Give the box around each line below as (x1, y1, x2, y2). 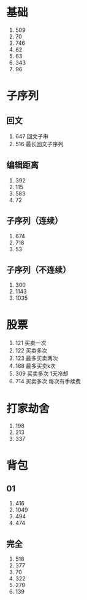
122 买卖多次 (15, 347, 48, 354)
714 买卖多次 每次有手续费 (15, 378, 81, 385)
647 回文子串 (15, 133, 49, 140)
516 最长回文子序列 (15, 140, 64, 147)
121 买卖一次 (15, 339, 47, 347)
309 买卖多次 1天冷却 (15, 370, 69, 378)
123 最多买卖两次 (15, 354, 58, 362)
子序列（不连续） (6, 265, 71, 275)
